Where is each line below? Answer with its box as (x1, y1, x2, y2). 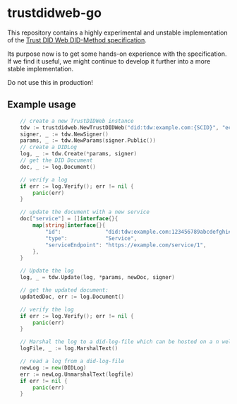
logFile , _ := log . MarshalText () (20, 345, 119, 352)
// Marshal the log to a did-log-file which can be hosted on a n (20, 338, 219, 345)
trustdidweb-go (7, 5, 102, 21)
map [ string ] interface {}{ (32, 222, 106, 229)
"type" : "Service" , (44, 234, 138, 242)
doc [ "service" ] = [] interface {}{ (20, 215, 119, 222)
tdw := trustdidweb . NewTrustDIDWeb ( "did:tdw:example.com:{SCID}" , (20, 124, 219, 131)
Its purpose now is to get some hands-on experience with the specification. (7, 49, 227, 58)
